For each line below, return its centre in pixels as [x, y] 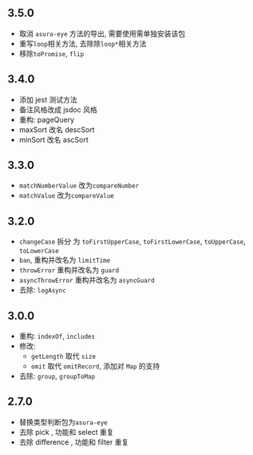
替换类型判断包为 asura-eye [63, 422]
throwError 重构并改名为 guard [69, 270]
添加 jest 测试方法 [48, 99]
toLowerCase [39, 252]
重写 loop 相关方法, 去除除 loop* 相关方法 [83, 43]
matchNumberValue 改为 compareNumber [79, 185]
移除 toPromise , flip [51, 53]
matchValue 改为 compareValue [67, 195]
